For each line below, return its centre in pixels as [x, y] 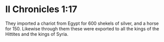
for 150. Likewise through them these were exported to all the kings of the [82, 28]
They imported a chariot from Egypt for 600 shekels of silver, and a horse [82, 23]
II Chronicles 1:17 [41, 9]
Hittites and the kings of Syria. [37, 34]
